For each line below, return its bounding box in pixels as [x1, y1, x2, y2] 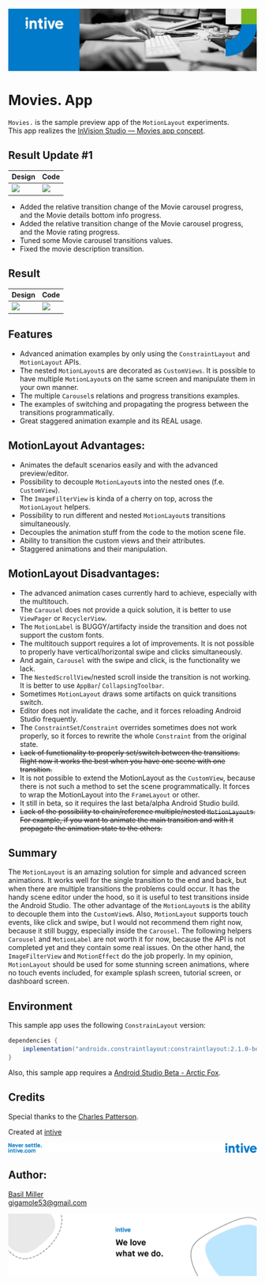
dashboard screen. [8, 976, 69, 986]
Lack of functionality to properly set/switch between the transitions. [19, 748, 241, 757]
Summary [8, 846, 58, 859]
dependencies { [8, 1037, 58, 1045]
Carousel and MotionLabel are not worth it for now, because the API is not [8, 934, 246, 944]
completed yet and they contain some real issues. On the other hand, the [8, 943, 245, 953]
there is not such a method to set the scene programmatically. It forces [19, 781, 250, 791]
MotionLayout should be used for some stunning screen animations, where [8, 960, 250, 969]
